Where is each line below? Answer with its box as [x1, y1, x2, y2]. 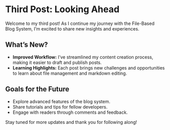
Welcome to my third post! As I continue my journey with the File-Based [5, 20, 155, 26]
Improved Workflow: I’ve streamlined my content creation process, [12, 54, 153, 60]
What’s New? [5, 41, 48, 49]
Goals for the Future [5, 85, 70, 93]
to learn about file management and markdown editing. [12, 70, 127, 76]
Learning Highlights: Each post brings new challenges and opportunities [12, 64, 165, 71]
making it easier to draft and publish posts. [12, 59, 102, 66]
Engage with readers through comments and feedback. [12, 109, 128, 115]
